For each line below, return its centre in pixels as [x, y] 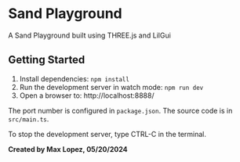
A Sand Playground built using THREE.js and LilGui [89, 35]
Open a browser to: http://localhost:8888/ [87, 95]
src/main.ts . [29, 119]
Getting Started [47, 60]
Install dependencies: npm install [74, 78]
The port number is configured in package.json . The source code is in [120, 110]
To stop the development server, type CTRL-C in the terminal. [107, 134]
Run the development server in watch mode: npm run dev [111, 87]
